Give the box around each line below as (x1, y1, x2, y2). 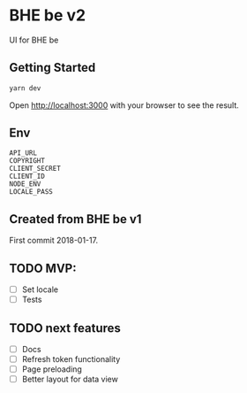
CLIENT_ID (9, 172, 46, 181)
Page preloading (21, 364, 82, 374)
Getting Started (9, 60, 96, 75)
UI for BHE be (9, 35, 59, 45)
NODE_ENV (9, 180, 41, 189)
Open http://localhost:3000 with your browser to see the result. (9, 99, 240, 111)
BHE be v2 (9, 5, 86, 26)
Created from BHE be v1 (9, 212, 142, 227)
